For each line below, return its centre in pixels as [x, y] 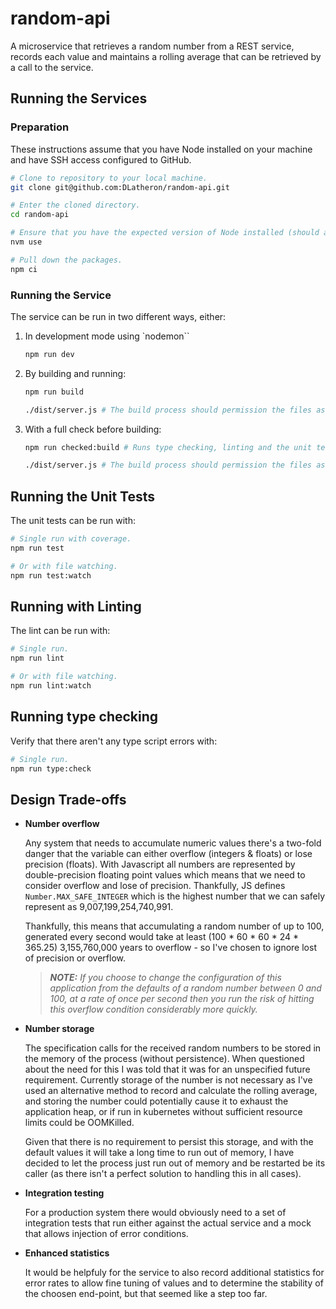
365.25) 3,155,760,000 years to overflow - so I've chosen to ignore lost [170, 948]
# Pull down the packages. [66, 260]
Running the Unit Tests [83, 496]
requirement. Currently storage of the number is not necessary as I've [168, 1080]
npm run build [54, 392]
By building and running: [75, 373]
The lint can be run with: [60, 631]
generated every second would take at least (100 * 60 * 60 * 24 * [162, 937]
